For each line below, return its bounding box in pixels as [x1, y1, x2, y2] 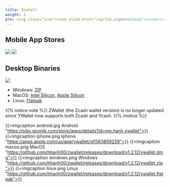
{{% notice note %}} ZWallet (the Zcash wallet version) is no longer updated [5, 107, 164, 113]
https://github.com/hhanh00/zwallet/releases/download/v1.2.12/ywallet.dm [7, 149, 163, 155]
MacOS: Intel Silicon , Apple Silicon [12, 92, 84, 98]
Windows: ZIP [12, 87, 42, 93]
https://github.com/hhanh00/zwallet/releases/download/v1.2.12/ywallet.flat [7, 171, 163, 176]
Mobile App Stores [5, 35, 65, 44]
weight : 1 [5, 12, 26, 17]
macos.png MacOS [5, 144, 46, 150]
